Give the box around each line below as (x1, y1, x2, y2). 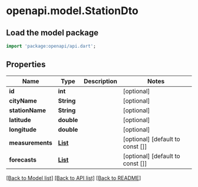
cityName (9, 96, 37, 104)
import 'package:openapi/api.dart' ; (6, 43, 96, 49)
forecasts (9, 155, 37, 163)
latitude (9, 116, 31, 124)
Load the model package (6, 28, 99, 38)
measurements (9, 139, 52, 147)
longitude (9, 125, 37, 133)
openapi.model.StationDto (6, 4, 138, 18)
